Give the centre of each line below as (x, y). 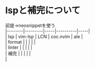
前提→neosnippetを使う (30, 25)
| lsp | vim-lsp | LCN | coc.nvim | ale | (44, 37)
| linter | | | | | (19, 47)
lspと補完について (43, 10)
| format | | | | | (20, 42)
